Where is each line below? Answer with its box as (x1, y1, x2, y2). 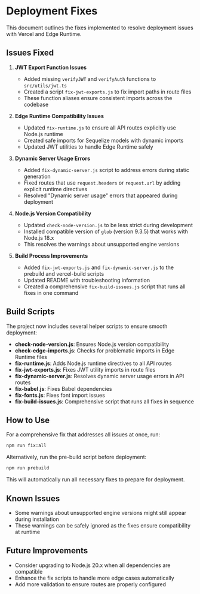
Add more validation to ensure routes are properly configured (14, 580, 166, 588)
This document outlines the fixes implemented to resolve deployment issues (6, 24, 194, 31)
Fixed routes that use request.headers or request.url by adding (23, 179, 181, 186)
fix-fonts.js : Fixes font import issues (14, 391, 106, 399)
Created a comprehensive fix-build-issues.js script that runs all (23, 283, 186, 290)
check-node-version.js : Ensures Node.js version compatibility (14, 340, 169, 348)
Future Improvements (6, 545, 88, 556)
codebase (23, 101, 49, 108)
